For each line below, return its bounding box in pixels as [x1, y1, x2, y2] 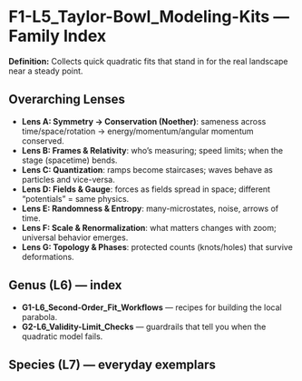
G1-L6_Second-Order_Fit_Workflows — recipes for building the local [21, 302, 282, 313]
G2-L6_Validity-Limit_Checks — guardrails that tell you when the [21, 321, 267, 332]
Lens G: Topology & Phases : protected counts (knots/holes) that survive [21, 241, 294, 252]
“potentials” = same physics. [21, 193, 130, 204]
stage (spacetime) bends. [21, 155, 118, 165]
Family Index [8, 25, 107, 46]
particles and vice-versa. [21, 174, 115, 185]
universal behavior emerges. [21, 232, 129, 243]
